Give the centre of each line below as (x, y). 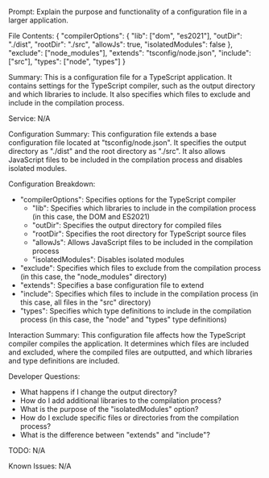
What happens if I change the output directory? (98, 392)
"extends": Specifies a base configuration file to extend (112, 285)
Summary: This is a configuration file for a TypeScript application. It (120, 77)
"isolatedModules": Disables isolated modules (108, 260)
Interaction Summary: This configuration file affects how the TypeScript (127, 335)
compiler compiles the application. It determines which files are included (129, 343)
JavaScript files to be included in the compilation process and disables (126, 160)
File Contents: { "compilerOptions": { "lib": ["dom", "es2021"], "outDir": (126, 36)
